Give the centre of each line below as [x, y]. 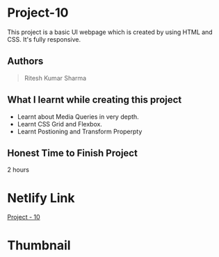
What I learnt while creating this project [95, 100]
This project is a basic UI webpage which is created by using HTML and [110, 32]
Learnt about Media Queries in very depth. [78, 117]
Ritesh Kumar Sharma [55, 78]
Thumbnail [39, 245]
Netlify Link [41, 198]
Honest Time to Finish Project [72, 153]
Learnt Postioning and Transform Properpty [80, 131]
